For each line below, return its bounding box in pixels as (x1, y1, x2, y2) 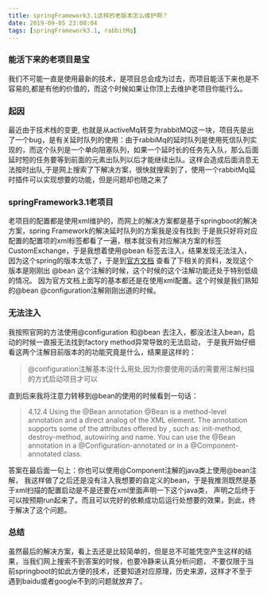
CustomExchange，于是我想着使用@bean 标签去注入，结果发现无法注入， (8, 246, 252, 255)
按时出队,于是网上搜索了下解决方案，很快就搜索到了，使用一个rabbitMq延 (14, 165, 256, 174)
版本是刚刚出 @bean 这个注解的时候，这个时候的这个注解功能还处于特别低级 (8, 266, 258, 275)
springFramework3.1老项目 (8, 196, 114, 208)
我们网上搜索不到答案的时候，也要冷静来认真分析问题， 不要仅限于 (29, 556, 247, 565)
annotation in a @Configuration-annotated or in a (27, 441, 189, 450)
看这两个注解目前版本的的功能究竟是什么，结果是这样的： (8, 347, 196, 356)
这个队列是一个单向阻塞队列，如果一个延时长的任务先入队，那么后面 (35, 145, 259, 154)
